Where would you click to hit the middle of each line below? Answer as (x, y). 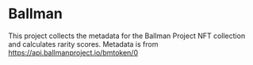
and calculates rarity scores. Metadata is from (83, 44)
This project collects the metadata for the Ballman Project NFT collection (127, 36)
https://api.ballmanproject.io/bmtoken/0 (73, 52)
